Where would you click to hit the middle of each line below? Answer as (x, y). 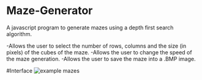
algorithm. (19, 34)
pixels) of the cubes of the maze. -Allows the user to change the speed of (99, 52)
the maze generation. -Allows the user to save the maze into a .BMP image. (101, 59)
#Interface (19, 70)
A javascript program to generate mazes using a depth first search (90, 27)
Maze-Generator (50, 11)
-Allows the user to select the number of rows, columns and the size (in (96, 46)
